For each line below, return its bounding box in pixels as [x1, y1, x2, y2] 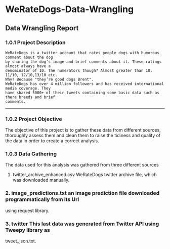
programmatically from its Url [5, 196, 79, 203]
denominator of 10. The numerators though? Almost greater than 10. [5, 68, 153, 73]
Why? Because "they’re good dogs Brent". [5, 77, 94, 82]
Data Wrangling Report [5, 24, 79, 32]
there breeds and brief [5, 95, 56, 100]
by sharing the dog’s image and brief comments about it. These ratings [5, 59, 162, 64]
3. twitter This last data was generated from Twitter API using [5, 220, 159, 227]
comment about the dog [5, 55, 53, 60]
